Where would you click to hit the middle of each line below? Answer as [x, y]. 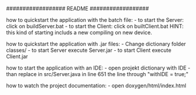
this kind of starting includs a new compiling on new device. [79, 32]
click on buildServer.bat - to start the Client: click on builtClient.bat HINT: [95, 26]
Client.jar [17, 56]
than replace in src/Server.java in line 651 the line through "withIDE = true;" [97, 74]
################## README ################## [78, 9]
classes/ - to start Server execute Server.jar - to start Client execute [89, 50]
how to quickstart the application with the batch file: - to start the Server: [95, 20]
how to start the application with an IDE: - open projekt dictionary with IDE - [98, 68]
